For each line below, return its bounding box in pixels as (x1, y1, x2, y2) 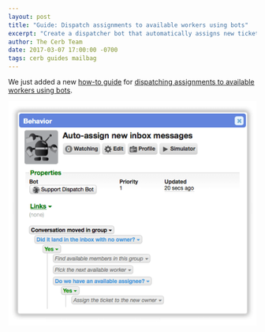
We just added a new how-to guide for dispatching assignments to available (8, 77, 255, 86)
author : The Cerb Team (8, 38, 83, 46)
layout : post (8, 13, 51, 21)
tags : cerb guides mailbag (8, 55, 97, 62)
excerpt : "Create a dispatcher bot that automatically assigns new (8, 29, 235, 37)
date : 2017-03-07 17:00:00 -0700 (8, 46, 118, 55)
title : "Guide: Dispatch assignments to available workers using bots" (8, 21, 248, 29)
